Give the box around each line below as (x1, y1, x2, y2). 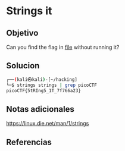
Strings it (6, 4, 52, 18)
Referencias (6, 137, 52, 147)
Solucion (6, 61, 40, 71)
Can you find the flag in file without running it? (6, 43, 120, 51)
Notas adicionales (6, 104, 74, 114)
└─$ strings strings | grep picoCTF (6, 82, 97, 88)
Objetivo (6, 28, 39, 38)
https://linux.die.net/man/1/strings (6, 120, 89, 127)
